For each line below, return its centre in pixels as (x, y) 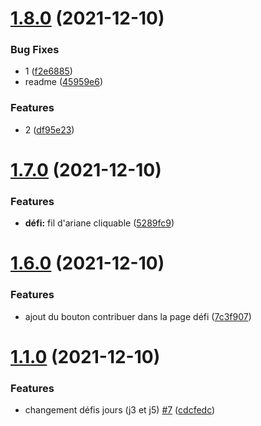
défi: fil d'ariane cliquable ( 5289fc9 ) (99, 223)
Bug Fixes (35, 50)
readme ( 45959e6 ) (64, 82)
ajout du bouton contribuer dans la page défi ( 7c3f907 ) (138, 316)
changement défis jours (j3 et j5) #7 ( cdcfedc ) (120, 410)
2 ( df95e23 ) (49, 129)
